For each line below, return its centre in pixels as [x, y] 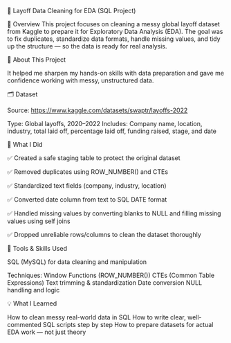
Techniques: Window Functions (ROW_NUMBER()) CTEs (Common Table [111, 275]
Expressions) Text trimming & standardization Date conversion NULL [105, 283]
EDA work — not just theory [47, 332]
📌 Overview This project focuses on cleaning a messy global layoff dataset [113, 24]
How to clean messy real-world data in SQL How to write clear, [97, 317]
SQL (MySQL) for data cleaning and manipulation [77, 262]
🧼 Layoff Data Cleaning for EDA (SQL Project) [72, 11]
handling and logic [34, 290]
